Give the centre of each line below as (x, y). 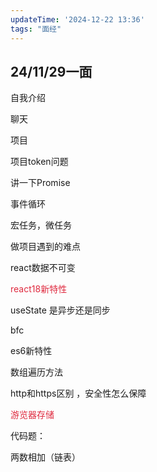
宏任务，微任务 (41, 225)
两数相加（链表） (45, 457)
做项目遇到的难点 (45, 247)
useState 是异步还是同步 (60, 310)
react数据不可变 (43, 268)
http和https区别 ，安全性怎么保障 (78, 393)
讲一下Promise (40, 183)
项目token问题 (39, 162)
